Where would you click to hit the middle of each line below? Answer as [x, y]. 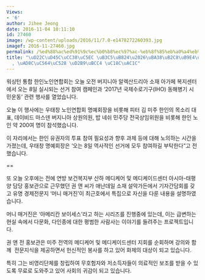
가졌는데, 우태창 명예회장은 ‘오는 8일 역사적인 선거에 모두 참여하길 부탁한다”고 [99, 146]
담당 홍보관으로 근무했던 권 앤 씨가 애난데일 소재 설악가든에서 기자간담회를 [101, 186]
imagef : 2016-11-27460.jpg [41, 46]
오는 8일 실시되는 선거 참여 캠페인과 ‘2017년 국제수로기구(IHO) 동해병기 [103, 89]
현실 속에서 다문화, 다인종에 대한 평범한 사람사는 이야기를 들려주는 [85, 221]
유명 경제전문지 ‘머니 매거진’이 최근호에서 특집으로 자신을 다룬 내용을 [94, 193]
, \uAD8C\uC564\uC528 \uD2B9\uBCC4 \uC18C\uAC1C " [76, 63]
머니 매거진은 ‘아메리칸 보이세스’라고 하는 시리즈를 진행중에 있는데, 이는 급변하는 [101, 214]
